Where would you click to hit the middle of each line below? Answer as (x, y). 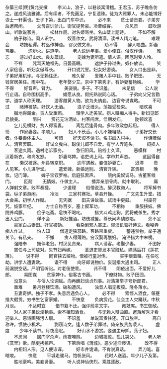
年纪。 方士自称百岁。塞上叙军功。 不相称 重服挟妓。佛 (92, 206)
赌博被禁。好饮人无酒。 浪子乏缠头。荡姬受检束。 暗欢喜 (86, 107)
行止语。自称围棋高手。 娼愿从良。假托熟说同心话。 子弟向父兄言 (80, 94)
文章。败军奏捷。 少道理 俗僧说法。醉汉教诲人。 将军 (85, 187)
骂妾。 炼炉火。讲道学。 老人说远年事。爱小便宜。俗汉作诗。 (76, 51)
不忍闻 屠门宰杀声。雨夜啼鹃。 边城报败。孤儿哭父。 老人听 (87, 337)
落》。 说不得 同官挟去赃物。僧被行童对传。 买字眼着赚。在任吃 (82, 256)
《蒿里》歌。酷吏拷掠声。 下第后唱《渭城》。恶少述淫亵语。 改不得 (82, 343)
